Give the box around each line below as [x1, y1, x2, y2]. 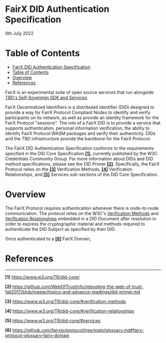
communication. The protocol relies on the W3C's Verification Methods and [5, 210, 159, 216]
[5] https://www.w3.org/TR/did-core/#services [5, 317, 101, 323]
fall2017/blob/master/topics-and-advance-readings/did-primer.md [5, 289, 140, 295]
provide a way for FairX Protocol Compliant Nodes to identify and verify [5, 109, 151, 115]
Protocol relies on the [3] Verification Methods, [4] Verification [5, 166, 132, 172]
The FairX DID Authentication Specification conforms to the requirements [5, 145, 154, 151]
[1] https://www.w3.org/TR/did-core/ [5, 274, 80, 280]
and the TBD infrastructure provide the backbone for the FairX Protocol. [5, 135, 151, 141]
